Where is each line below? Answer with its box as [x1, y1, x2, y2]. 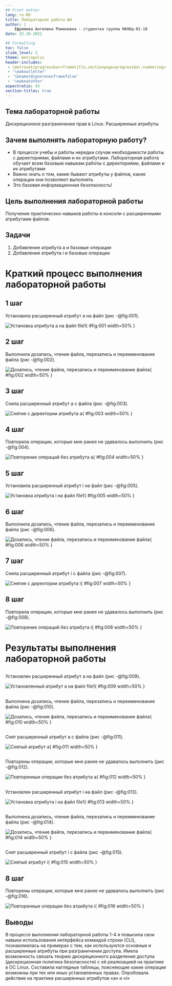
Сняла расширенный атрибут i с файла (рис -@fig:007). [5, 570, 127, 576]
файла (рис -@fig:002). [5, 356, 56, 363]
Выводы [5, 918, 33, 927]
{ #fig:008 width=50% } [91, 624, 142, 630]
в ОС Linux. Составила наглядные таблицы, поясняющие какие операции [5, 964, 166, 971]
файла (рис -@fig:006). [5, 526, 56, 532]
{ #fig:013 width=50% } [84, 798, 134, 805]
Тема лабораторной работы [5, 107, 100, 116]
